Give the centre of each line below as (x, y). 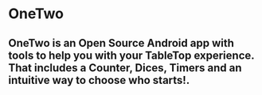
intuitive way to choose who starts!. (99, 80)
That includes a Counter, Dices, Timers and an (125, 68)
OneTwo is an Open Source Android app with (121, 43)
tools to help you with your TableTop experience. (131, 55)
